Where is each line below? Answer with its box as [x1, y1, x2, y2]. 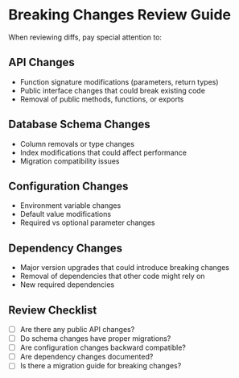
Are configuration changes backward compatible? [19, 343, 187, 352]
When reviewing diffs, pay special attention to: [8, 32, 163, 42]
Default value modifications [19, 210, 111, 219]
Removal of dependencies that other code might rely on [19, 272, 205, 281]
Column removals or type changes [19, 139, 135, 148]
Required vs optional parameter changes [19, 218, 155, 227]
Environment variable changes [19, 201, 122, 210]
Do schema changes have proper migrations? [19, 334, 171, 343]
